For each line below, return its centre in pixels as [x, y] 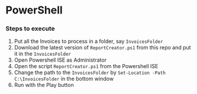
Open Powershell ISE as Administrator [60, 60]
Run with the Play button [44, 85]
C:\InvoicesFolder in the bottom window [64, 79]
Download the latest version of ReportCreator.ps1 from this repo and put [102, 48]
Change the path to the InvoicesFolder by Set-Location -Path [90, 73]
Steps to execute [30, 29]
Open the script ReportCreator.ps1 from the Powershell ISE [86, 66]
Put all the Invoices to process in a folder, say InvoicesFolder [88, 41]
